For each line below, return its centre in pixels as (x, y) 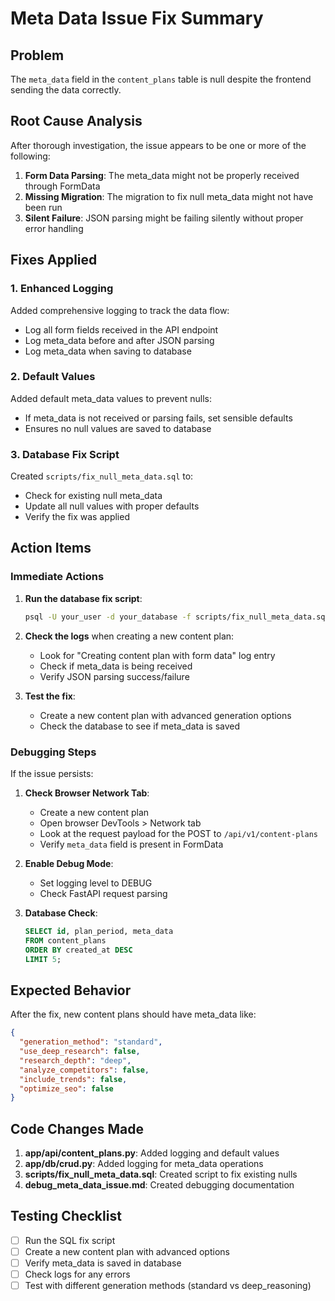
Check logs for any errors (77, 1274)
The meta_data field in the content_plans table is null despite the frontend (161, 79)
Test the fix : (50, 696)
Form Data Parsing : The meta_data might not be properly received (162, 175)
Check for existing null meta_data (93, 496)
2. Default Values (53, 377)
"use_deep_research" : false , (80, 1052)
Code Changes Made (77, 1128)
